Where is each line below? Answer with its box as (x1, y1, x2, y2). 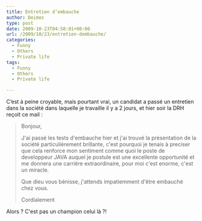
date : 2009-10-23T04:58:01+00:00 (6, 25, 90, 32)
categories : (6, 37, 36, 43)
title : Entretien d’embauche (6, 8, 80, 15)
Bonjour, (21, 123, 42, 130)
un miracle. (21, 167, 49, 174)
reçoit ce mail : (6, 111, 43, 118)
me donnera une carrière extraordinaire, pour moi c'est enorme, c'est (21, 160, 194, 167)
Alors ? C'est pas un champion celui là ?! (6, 208, 107, 215)
